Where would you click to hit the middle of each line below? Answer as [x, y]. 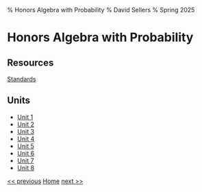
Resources [30, 63]
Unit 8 [26, 167]
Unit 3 [26, 131]
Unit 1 [25, 117]
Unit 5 [25, 146]
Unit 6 [26, 153]
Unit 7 [25, 161]
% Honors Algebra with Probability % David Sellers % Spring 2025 [101, 10]
